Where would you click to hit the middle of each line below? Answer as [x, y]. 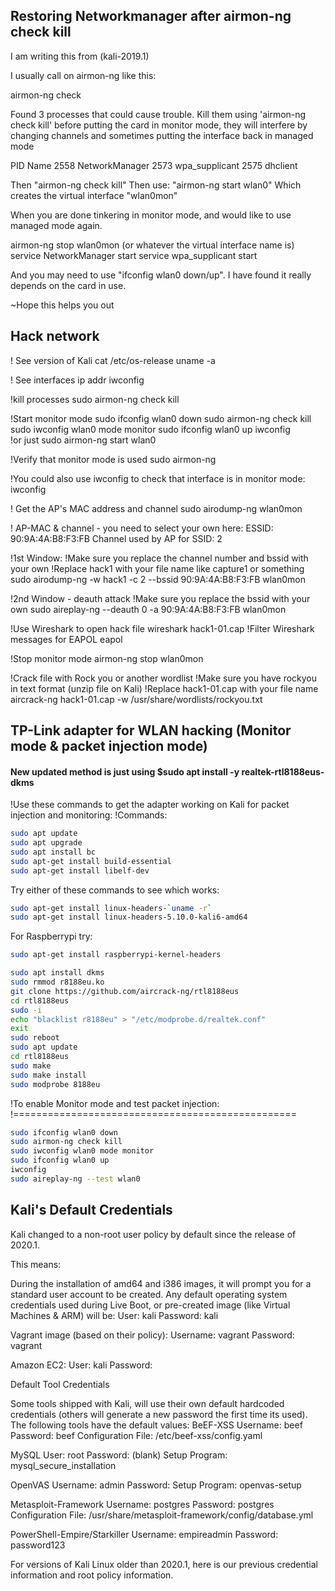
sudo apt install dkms [57, 973]
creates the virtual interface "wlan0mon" [94, 195]
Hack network [55, 336]
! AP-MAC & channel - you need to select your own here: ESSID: [142, 528]
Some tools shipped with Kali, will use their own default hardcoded [147, 1403]
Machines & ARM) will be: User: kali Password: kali [114, 1315]
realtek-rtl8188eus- [283, 771]
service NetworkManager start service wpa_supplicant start [134, 255]
